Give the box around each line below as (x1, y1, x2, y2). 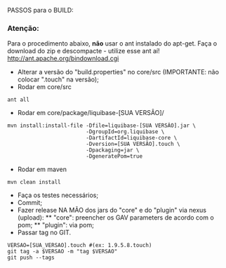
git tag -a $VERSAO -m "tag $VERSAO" (7, 248, 118, 255)
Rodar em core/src (17, 83, 72, 91)
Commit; (17, 199, 43, 207)
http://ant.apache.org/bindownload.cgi (7, 54, 119, 62)
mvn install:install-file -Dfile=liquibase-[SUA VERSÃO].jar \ (7, 122, 197, 129)
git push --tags (7, 254, 55, 262)
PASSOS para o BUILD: (7, 6, 74, 14)
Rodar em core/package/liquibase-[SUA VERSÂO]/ (17, 109, 165, 117)
